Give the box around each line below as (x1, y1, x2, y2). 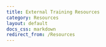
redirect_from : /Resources (6, 32, 75, 38)
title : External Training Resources (6, 9, 100, 15)
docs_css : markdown (6, 26, 56, 32)
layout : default (6, 20, 48, 26)
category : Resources (6, 15, 59, 21)
